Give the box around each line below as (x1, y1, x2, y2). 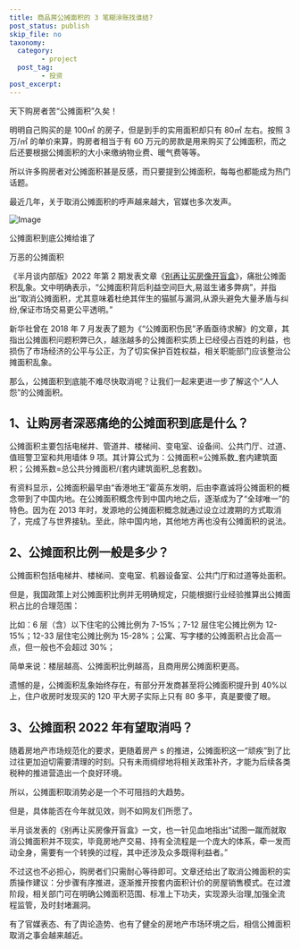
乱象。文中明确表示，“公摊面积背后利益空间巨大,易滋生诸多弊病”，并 (16, 281, 270, 292)
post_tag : (17, 64, 54, 73)
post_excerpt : (9, 80, 62, 89)
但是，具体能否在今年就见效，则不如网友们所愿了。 (9, 806, 197, 816)
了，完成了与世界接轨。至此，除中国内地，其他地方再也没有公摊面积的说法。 (9, 516, 291, 526)
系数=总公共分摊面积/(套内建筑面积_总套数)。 (39, 463, 207, 474)
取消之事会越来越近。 (9, 930, 87, 941)
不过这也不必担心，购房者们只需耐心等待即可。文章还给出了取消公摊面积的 (9, 866, 283, 877)
